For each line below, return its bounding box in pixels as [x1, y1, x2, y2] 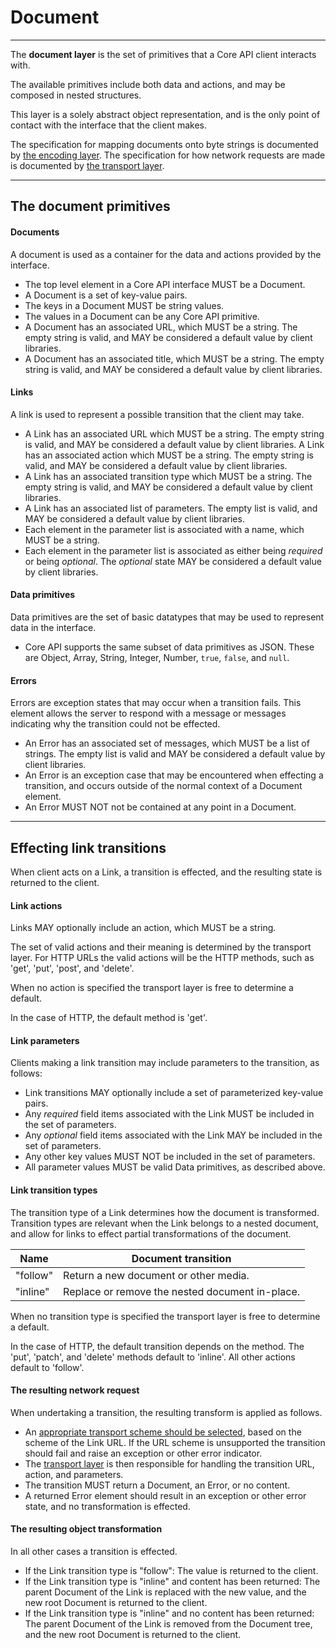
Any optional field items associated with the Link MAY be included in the [24, 1129, 323, 1141]
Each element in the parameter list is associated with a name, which [24, 523, 305, 535]
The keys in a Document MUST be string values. [24, 299, 225, 311]
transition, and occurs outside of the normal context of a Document [24, 780, 303, 792]
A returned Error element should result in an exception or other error [24, 1489, 307, 1501]
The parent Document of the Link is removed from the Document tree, [24, 1617, 313, 1630]
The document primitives [10, 198, 171, 215]
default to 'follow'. [10, 1361, 85, 1373]
